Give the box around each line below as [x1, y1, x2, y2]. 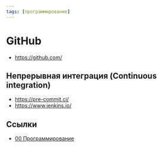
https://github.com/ [14, 54, 62, 61]
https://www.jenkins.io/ [14, 102, 72, 110]
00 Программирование [14, 135, 74, 142]
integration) [6, 80, 51, 90]
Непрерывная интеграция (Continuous [6, 70, 157, 81]
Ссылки [6, 119, 37, 129]
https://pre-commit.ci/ [14, 96, 69, 103]
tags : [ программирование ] [6, 8, 70, 15]
